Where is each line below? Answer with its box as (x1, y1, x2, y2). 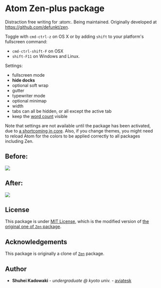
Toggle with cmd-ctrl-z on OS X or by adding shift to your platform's (5, 34, 144, 39)
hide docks (12, 77, 35, 83)
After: (5, 179, 23, 187)
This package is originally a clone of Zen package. (5, 251, 105, 256)
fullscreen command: (5, 38, 48, 44)
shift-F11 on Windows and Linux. (12, 53, 80, 59)
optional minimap (12, 98, 47, 103)
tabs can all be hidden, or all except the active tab (12, 108, 112, 114)
